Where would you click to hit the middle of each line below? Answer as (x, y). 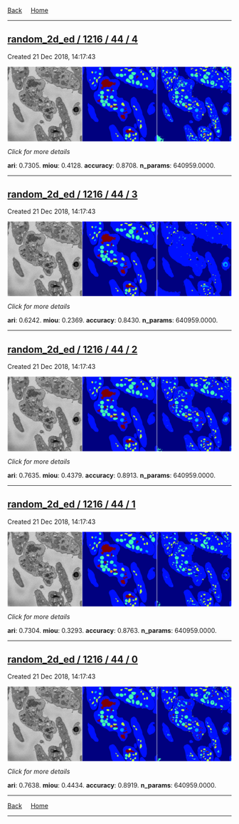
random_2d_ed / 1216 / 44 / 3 (73, 194)
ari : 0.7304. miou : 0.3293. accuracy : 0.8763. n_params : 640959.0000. (112, 630)
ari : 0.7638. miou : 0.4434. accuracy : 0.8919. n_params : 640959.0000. (112, 785)
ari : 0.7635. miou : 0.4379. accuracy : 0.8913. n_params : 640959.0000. (111, 475)
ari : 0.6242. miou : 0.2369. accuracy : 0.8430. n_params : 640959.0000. (113, 320)
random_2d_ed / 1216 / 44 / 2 (73, 349)
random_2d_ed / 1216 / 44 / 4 (73, 40)
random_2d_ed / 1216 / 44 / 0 (73, 659)
